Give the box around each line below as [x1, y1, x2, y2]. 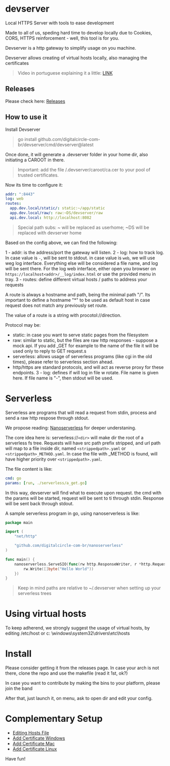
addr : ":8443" [5, 191, 35, 197]
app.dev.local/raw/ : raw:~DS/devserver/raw [10, 211, 103, 216]
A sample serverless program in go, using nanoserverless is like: [5, 510, 140, 516]
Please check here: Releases [5, 98, 66, 104]
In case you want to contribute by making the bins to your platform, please [5, 680, 160, 686]
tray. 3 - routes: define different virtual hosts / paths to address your [5, 276, 148, 282]
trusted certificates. [17, 172, 59, 178]
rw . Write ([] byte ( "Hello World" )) [23, 566, 94, 571]
